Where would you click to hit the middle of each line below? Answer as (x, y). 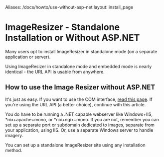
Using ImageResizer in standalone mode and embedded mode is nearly (79, 66)
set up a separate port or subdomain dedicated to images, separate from (80, 125)
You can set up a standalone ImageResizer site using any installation (75, 145)
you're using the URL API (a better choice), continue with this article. (76, 104)
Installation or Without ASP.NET (73, 38)
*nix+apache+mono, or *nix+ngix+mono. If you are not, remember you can (82, 119)
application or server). (28, 57)
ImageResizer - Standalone (63, 27)
